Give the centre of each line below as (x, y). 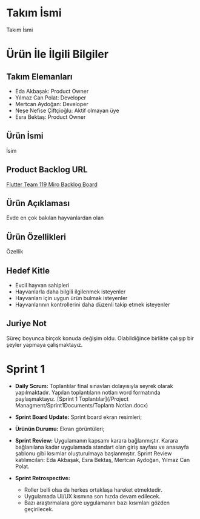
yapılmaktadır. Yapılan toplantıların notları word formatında (88, 392)
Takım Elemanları (39, 77)
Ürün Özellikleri (36, 237)
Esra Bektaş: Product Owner (50, 117)
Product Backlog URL (47, 170)
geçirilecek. (38, 509)
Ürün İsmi (25, 136)
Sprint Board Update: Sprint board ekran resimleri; (78, 417)
